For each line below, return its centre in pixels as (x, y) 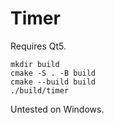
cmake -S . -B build (53, 73)
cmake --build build (53, 82)
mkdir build (35, 64)
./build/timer (40, 90)
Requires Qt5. (38, 46)
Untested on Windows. (57, 109)
